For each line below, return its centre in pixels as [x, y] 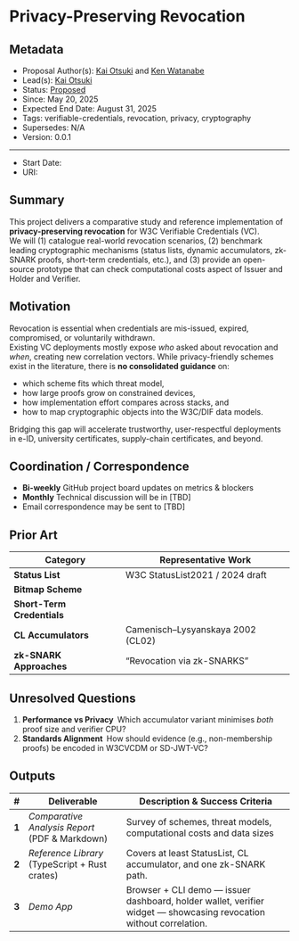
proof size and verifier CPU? [74, 730]
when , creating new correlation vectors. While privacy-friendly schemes [141, 356]
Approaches [40, 666]
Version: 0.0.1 [46, 137]
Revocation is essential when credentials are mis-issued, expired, [129, 328]
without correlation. [166, 923]
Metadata [36, 50]
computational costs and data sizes [200, 833]
